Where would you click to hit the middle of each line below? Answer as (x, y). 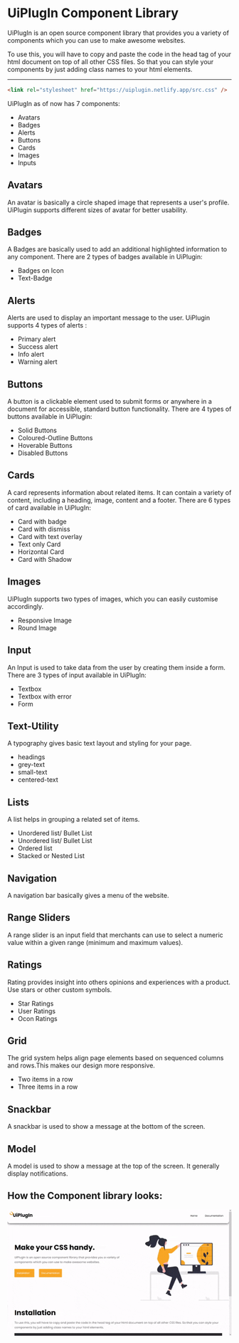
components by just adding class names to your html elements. (100, 69)
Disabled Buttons (43, 453)
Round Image (37, 627)
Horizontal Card (41, 552)
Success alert (38, 347)
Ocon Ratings (38, 1018)
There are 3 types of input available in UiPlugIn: (77, 675)
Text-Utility (33, 726)
